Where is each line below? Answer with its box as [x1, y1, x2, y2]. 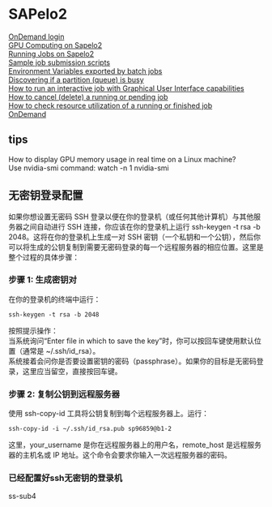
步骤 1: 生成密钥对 [8, 274, 77, 286]
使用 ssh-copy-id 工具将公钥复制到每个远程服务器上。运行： [8, 409, 209, 419]
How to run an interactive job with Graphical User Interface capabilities [8, 83, 244, 93]
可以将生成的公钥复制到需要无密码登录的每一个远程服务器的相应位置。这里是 [8, 242, 264, 251]
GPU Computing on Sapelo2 [8, 40, 103, 49]
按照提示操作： [8, 325, 58, 335]
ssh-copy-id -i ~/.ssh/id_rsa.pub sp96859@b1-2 [8, 425, 172, 433]
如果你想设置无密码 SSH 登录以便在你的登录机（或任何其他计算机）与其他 [8, 212, 254, 221]
